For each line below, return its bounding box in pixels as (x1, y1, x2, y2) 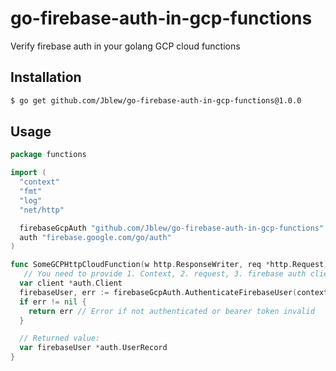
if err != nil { (19, 297, 87, 307)
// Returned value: (19, 333, 101, 344)
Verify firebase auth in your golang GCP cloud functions (10, 40, 241, 52)
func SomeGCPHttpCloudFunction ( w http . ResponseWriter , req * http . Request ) (10, 260, 329, 270)
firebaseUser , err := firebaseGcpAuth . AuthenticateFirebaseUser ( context (19, 287, 329, 297)
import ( (10, 168, 47, 178)
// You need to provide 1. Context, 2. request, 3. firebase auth (23, 269, 307, 279)
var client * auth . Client (19, 278, 123, 289)
